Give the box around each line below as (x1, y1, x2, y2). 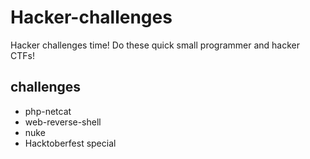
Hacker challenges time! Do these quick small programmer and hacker (10, 39, 301, 51)
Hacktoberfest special (24, 137, 117, 149)
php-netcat (24, 105, 72, 117)
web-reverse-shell (24, 116, 102, 128)
